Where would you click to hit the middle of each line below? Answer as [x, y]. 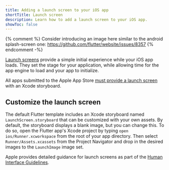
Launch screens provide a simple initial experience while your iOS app [79, 60]
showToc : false [22, 24]
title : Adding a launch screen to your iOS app [57, 10]
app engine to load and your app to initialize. [52, 71]
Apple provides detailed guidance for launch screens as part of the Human [84, 157]
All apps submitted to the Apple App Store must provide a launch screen [81, 80]
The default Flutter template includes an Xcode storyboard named [75, 114]
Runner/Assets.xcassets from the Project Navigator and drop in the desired [84, 142]
